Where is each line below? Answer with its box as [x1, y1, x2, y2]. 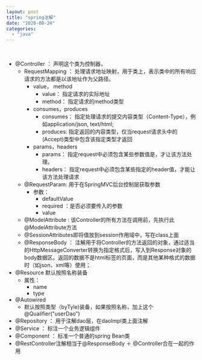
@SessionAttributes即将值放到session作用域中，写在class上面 [24, 232, 179, 239]
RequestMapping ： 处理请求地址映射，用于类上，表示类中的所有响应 [24, 68, 197, 75]
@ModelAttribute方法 [24, 224, 77, 231]
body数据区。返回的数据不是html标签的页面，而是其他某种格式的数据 [24, 254, 196, 261]
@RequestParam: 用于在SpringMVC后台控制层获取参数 [24, 181, 161, 188]
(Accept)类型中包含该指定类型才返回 [42, 136, 133, 143]
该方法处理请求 [42, 173, 80, 181]
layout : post [6, 8, 39, 15]
